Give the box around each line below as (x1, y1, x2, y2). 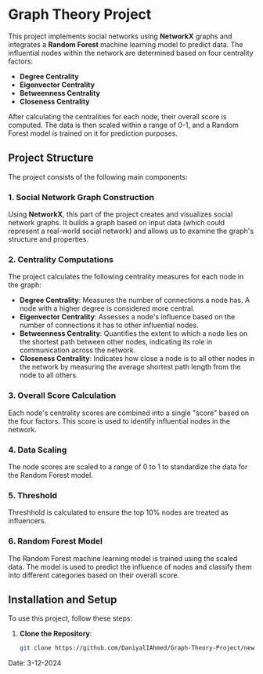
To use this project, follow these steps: (8, 614, 133, 623)
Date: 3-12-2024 (8, 658, 62, 668)
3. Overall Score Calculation (8, 390, 117, 401)
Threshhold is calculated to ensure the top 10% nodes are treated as (8, 508, 229, 517)
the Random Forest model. (8, 470, 94, 479)
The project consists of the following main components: (8, 172, 188, 181)
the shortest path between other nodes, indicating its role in (19, 337, 213, 347)
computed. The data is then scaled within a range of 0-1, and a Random (8, 120, 239, 129)
